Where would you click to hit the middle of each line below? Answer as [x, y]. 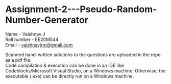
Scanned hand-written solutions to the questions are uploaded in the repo [83, 55]
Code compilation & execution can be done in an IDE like [65, 65]
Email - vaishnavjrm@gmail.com [39, 45]
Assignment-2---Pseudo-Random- [81, 9]
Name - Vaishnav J [25, 34]
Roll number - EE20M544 [32, 39]
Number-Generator [47, 20]
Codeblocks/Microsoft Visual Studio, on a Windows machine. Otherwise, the [86, 71]
